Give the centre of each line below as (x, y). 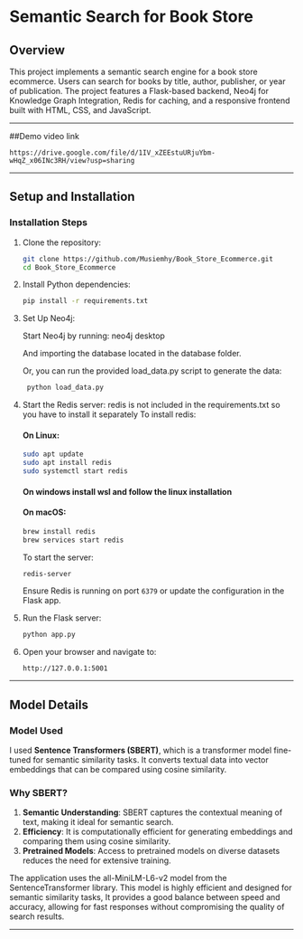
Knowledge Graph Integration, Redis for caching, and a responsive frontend (150, 100)
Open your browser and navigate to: (89, 652)
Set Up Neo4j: (48, 318)
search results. (37, 916)
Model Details (49, 704)
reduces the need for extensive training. (96, 860)
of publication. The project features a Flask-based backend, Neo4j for (139, 91)
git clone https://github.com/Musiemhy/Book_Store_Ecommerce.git (147, 259)
